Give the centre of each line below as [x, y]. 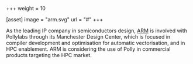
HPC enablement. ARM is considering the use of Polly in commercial [88, 49]
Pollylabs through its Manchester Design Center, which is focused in [88, 37]
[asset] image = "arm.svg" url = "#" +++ [55, 19]
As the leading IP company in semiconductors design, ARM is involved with [96, 31]
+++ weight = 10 [26, 8]
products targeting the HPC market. [49, 55]
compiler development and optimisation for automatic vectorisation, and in [96, 43]
